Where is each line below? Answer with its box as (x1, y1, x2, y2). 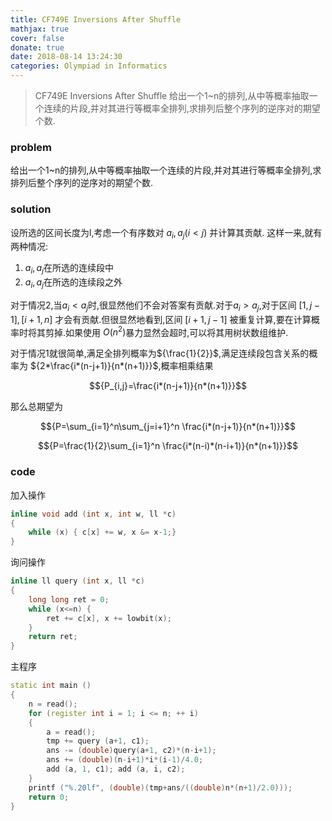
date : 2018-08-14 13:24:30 (10, 52, 123, 62)
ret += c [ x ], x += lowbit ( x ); (46, 613, 172, 623)
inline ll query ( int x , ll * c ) (10, 576, 145, 586)
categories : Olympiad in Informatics (10, 61, 168, 71)
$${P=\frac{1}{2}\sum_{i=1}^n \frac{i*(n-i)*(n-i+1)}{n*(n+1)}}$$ (38, 440, 298, 452)
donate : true (10, 42, 65, 53)
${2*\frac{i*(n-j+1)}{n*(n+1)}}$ (29, 360, 159, 372)
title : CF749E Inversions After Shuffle (10, 14, 182, 25)
